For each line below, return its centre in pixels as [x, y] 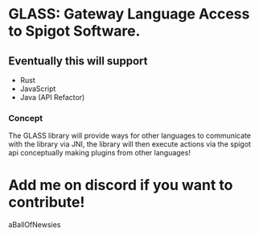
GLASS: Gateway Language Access [129, 14]
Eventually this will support [78, 61]
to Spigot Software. [74, 31]
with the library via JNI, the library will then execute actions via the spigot [130, 144]
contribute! [47, 203]
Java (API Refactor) [52, 97]
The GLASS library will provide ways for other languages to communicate [130, 136]
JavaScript [38, 89]
